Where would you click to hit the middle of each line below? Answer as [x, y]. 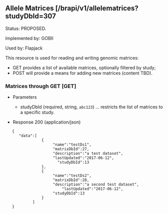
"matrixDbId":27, [71, 149]
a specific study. [37, 112]
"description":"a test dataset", [88, 154]
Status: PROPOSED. [26, 28]
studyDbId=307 [31, 16]
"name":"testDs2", [72, 176]
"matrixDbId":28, [71, 180]
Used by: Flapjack [24, 48]
